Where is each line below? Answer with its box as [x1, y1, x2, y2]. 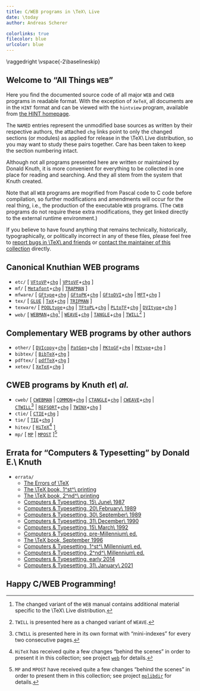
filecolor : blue [6, 36, 46, 42]
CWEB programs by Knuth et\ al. [6, 380, 129, 391]
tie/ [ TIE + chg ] [14, 416, 54, 423]
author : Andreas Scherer [6, 20, 68, 26]
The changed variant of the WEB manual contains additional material [14, 600, 180, 608]
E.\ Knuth [6, 457, 42, 467]
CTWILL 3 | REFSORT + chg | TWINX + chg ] [14, 402, 102, 410]
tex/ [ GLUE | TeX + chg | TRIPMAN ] [14, 297, 92, 304]
